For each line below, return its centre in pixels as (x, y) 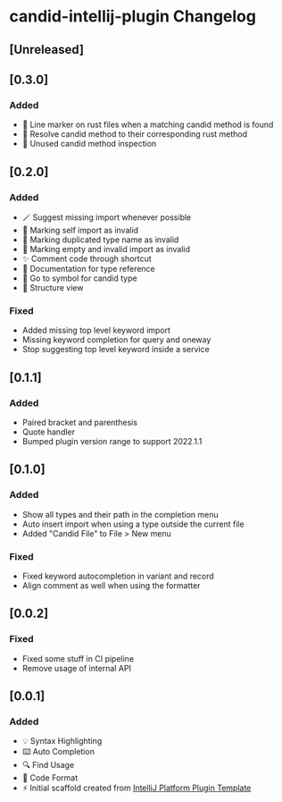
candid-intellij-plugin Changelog (133, 17)
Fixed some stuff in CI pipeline (78, 658)
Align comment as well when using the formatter (111, 585)
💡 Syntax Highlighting (62, 741)
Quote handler (49, 432)
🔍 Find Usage (48, 765)
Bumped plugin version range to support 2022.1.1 (112, 441)
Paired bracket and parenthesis (80, 422)
